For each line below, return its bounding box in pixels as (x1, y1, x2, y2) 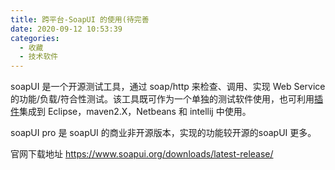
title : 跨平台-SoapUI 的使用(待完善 (10, 14, 150, 25)
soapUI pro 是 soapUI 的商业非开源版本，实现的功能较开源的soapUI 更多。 (10, 127, 317, 139)
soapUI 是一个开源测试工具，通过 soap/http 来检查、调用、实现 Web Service (10, 81, 326, 93)
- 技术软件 (19, 52, 59, 62)
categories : (10, 33, 60, 43)
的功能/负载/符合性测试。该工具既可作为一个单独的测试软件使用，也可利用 (10, 93, 315, 105)
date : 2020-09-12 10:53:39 (10, 24, 123, 34)
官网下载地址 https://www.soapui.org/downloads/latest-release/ (10, 148, 274, 160)
